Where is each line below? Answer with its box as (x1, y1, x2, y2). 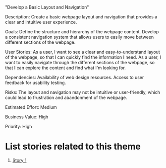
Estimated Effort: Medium (5, 104, 57, 110)
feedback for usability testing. (5, 80, 66, 85)
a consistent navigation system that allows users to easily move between (5, 34, 154, 40)
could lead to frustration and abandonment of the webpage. (5, 94, 127, 100)
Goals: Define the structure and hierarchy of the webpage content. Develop (5, 29, 159, 34)
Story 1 (12, 157, 27, 163)
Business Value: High (5, 114, 49, 120)
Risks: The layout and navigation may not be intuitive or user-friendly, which (5, 89, 160, 95)
